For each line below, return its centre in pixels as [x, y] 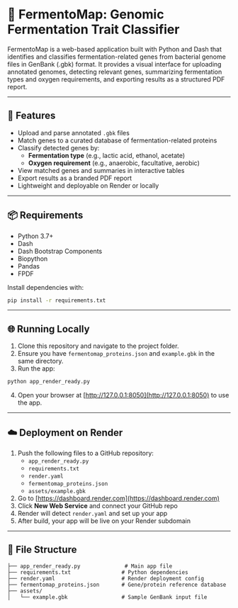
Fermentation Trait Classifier [93, 29]
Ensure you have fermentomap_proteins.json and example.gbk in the [116, 354]
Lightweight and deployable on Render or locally [88, 185]
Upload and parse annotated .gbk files [73, 133]
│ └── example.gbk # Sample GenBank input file [107, 597]
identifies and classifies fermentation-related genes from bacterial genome [117, 57]
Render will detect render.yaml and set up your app [92, 513]
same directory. [40, 361]
